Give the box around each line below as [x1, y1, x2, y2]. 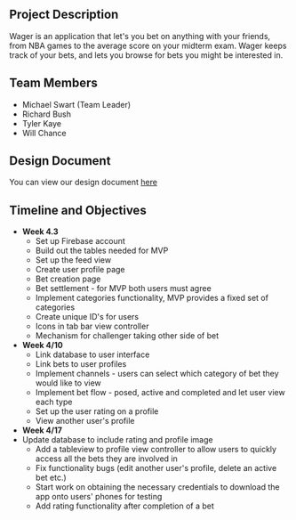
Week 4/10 [21, 340, 64, 351]
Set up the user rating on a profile [35, 406, 159, 417]
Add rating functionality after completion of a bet [35, 500, 215, 511]
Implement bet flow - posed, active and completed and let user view [35, 387, 286, 398]
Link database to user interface [35, 349, 150, 360]
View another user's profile [35, 416, 135, 427]
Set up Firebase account [35, 236, 126, 247]
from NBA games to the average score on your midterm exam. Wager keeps [9, 40, 287, 51]
